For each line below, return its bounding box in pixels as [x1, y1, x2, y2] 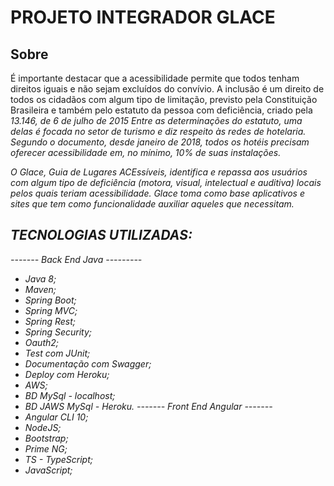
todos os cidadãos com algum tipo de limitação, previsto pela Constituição [10, 94, 318, 105]
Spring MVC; [24, 304, 78, 316]
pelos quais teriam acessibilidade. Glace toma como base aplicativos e [10, 187, 305, 199]
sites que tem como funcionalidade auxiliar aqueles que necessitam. [10, 198, 295, 210]
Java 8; [24, 272, 57, 285]
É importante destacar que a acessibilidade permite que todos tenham [10, 72, 300, 84]
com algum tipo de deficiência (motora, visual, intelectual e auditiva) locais [10, 177, 322, 188]
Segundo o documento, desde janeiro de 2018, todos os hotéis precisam [10, 136, 310, 148]
